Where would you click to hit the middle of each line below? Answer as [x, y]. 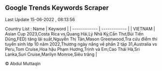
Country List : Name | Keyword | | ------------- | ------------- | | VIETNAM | [80, 29]
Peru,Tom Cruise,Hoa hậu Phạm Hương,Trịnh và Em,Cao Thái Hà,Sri [73, 49]
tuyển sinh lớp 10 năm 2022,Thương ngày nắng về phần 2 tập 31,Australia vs [81, 44]
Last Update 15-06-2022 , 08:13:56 [40, 19]
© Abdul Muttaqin [23, 63]
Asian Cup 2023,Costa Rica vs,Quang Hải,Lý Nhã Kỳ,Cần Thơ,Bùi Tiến [74, 34]
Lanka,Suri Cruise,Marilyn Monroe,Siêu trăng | [51, 54]
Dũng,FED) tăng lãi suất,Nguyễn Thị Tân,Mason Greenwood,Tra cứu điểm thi [81, 39]
